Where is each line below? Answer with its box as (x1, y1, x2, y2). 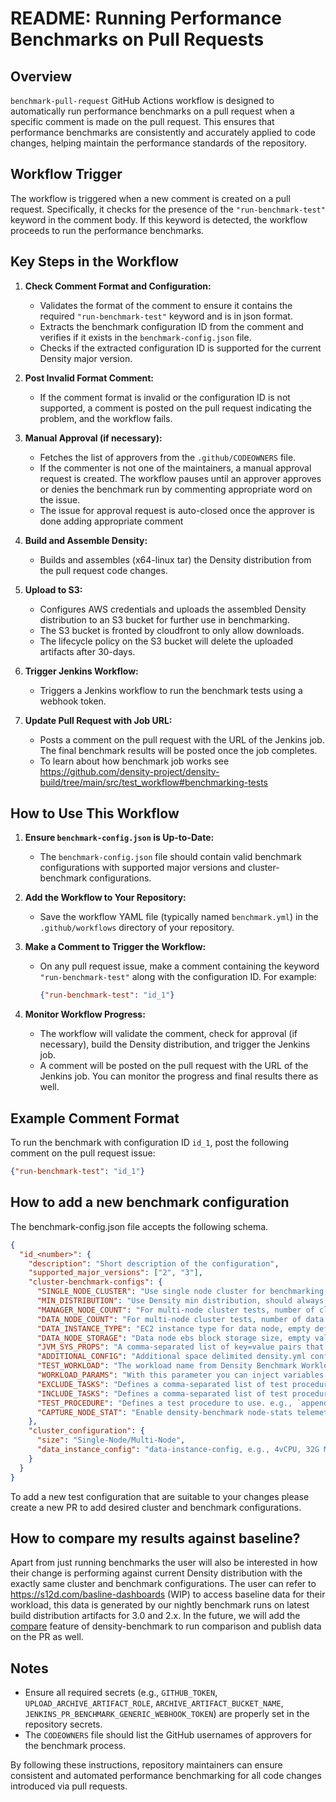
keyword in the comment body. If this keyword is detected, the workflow (10, 213, 308, 226)
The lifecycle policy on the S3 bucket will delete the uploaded (39, 635, 294, 647)
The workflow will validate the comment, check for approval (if (39, 1028, 298, 1040)
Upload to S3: (24, 583, 83, 596)
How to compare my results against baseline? (10, 1530, 301, 1547)
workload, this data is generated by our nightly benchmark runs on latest (10, 1599, 310, 1611)
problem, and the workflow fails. (39, 412, 173, 424)
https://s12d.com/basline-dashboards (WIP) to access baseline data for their (10, 1588, 326, 1601)
